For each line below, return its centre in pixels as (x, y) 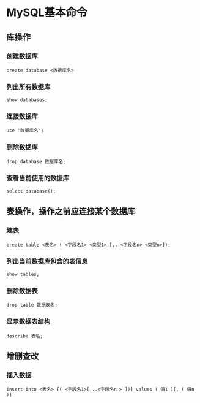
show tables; (23, 274)
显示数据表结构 (28, 321)
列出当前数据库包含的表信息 (47, 261)
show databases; (27, 100)
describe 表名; (25, 336)
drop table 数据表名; (32, 305)
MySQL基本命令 (47, 13)
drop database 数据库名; (36, 161)
